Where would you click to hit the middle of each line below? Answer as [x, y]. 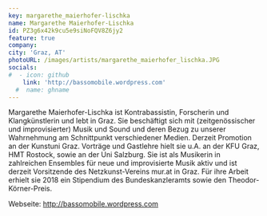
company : [23, 45]
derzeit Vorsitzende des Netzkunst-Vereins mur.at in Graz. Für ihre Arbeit [129, 171]
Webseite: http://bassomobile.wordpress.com [83, 204]
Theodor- [243, 180]
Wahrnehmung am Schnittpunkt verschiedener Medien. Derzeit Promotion [130, 138]
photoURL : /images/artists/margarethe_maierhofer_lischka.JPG [114, 61]
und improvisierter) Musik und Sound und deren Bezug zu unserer [117, 129]
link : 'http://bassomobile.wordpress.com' [94, 82]
